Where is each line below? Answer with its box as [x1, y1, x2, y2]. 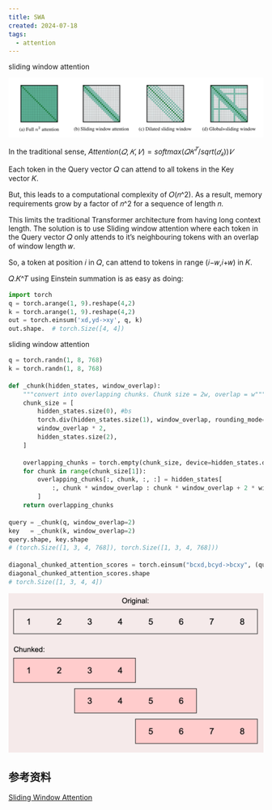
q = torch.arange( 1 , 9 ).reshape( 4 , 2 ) [8, 299, 136, 307]
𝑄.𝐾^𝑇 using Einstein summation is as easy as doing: [8, 274, 184, 283]
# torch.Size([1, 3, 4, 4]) [8, 578, 104, 586]
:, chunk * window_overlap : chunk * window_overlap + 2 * [51, 484, 255, 493]
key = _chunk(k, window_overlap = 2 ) [8, 527, 136, 535]
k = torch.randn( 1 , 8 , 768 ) [8, 365, 104, 373]
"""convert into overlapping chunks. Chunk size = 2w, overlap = [23, 390, 249, 398]
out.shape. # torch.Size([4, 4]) [8, 324, 125, 333]
